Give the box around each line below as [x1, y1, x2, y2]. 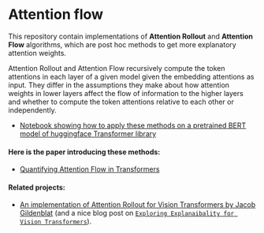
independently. [8, 105, 57, 115]
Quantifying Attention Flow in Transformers [19, 165, 160, 174]
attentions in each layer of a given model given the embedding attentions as [8, 72, 255, 81]
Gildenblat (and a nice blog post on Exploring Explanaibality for [19, 209, 235, 218]
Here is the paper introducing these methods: [8, 147, 161, 157]
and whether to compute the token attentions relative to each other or [8, 97, 234, 106]
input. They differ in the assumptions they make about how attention [8, 80, 230, 90]
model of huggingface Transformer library [19, 128, 157, 139]
